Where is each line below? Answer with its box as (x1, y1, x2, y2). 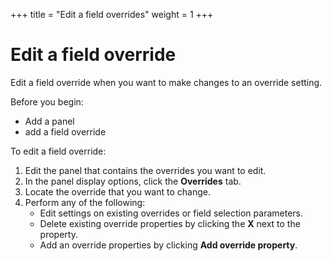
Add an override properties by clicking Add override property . (39, 239, 298, 251)
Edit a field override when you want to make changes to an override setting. (10, 76, 323, 88)
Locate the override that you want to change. (24, 185, 211, 198)
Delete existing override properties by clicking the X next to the (39, 217, 301, 229)
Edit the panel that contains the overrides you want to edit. (24, 164, 267, 176)
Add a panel (24, 115, 75, 127)
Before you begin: (10, 95, 84, 108)
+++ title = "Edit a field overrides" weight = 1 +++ (10, 9, 214, 20)
